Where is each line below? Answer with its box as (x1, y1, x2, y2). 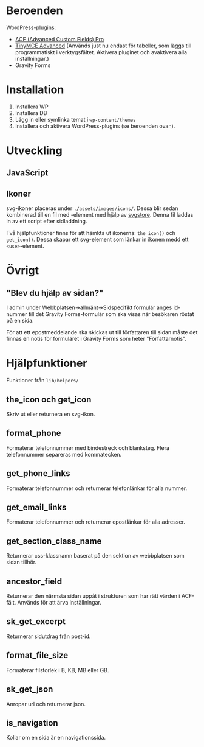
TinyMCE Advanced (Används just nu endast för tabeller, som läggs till (15, 42, 192, 49)
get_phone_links (6, 468, 71, 479)
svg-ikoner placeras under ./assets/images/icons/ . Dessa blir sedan (6, 205, 178, 212)
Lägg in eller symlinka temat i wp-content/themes (15, 116, 136, 123)
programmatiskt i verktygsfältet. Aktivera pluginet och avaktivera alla (15, 48, 187, 55)
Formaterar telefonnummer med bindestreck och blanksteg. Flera (6, 444, 170, 451)
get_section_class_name (6, 536, 102, 546)
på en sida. (6, 317, 35, 324)
